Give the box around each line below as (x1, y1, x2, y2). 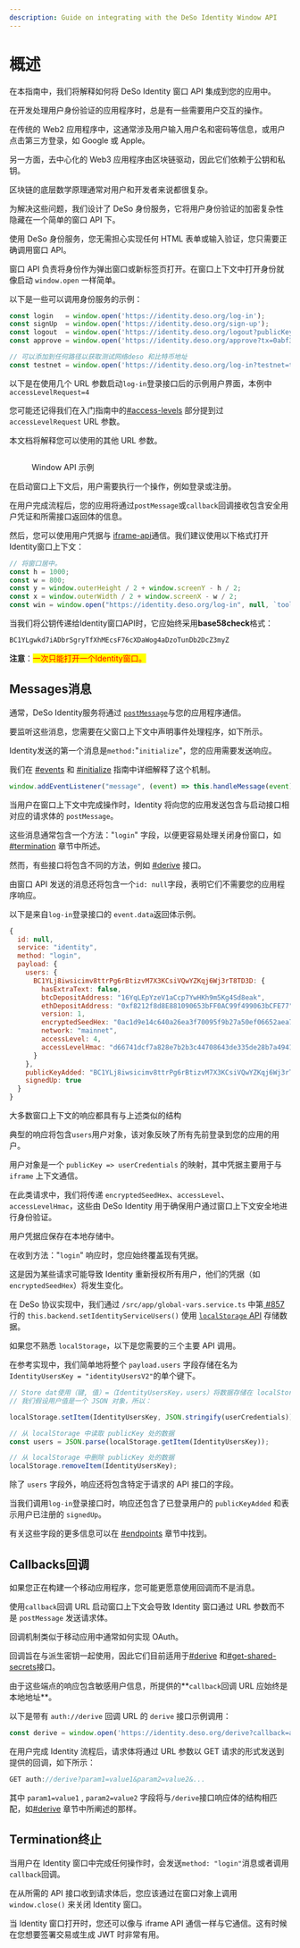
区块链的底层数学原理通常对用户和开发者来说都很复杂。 (9, 184, 212, 195)
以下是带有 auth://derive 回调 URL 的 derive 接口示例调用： (9, 1710, 231, 1721)
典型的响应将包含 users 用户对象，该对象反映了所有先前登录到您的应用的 (9, 1129, 272, 1140)
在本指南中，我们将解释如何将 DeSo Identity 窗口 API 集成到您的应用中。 (9, 86, 277, 97)
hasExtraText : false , (41, 984, 122, 993)
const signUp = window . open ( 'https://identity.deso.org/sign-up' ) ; (9, 319, 270, 329)
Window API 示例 (31, 461, 95, 472)
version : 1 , (41, 1009, 87, 1019)
